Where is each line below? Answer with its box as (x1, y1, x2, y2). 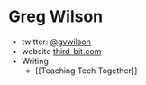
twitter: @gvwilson (21, 36, 92, 47)
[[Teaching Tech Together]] (34, 65, 138, 76)
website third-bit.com (21, 45, 102, 56)
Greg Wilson (8, 6, 104, 27)
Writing (21, 55, 49, 66)
